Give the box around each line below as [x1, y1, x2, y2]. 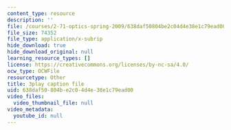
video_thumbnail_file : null [13, 100, 94, 107]
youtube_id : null [13, 112, 63, 119]
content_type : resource [7, 10, 76, 17]
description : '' [7, 17, 54, 23]
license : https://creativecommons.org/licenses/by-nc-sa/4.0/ [7, 61, 189, 68]
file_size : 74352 [7, 29, 57, 36]
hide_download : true [7, 42, 67, 49]
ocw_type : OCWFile [7, 67, 60, 74]
